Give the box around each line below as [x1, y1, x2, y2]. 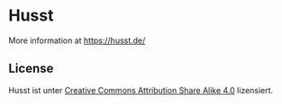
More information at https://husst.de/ [8, 35, 146, 46]
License [8, 61, 54, 76]
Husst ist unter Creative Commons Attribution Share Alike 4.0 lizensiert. [8, 84, 274, 95]
